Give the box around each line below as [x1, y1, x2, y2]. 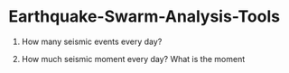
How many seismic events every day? [21, 36, 163, 47]
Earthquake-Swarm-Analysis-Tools [8, 6, 281, 27]
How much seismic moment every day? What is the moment [21, 53, 246, 64]
